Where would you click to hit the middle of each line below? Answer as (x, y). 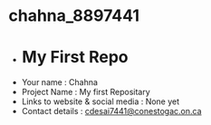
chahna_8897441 (74, 16)
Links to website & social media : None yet (101, 101)
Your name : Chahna (60, 82)
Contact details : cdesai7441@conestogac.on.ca (111, 111)
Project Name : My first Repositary (86, 92)
